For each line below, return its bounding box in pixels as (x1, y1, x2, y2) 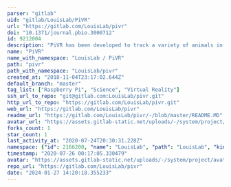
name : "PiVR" (7, 49, 45, 55)
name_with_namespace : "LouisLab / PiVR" (7, 55, 125, 62)
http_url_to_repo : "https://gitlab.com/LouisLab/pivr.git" (7, 99, 180, 106)
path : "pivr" (7, 61, 45, 68)
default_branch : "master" (7, 80, 81, 87)
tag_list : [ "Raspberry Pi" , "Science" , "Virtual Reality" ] (7, 86, 180, 93)
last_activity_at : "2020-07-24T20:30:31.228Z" (7, 138, 143, 145)
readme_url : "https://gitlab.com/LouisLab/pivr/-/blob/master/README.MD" (7, 112, 223, 119)
